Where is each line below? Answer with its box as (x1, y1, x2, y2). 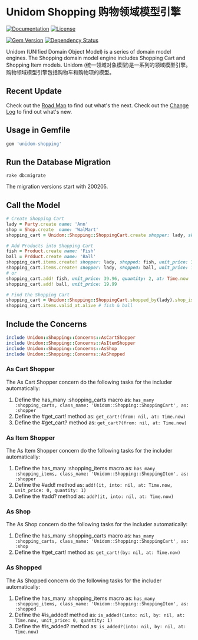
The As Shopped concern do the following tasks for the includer (6, 577, 162, 584)
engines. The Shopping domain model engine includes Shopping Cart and (6, 54, 186, 61)
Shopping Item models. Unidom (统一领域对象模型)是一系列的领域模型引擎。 (6, 61, 192, 68)
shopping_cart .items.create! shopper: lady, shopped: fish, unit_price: (6, 259, 189, 265)
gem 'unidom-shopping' (6, 141, 62, 147)
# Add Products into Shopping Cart (6, 243, 94, 249)
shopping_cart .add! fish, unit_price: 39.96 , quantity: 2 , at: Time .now (6, 275, 189, 282)
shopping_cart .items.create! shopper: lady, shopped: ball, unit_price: (6, 265, 189, 271)
